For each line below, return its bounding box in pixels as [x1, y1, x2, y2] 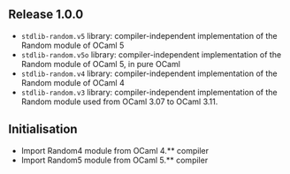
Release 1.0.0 [8, 7, 84, 22]
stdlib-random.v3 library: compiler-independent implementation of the [20, 87, 278, 97]
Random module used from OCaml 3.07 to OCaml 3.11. [20, 96, 218, 107]
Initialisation [8, 122, 78, 137]
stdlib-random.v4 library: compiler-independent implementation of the [20, 68, 278, 79]
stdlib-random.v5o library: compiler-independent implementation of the [20, 49, 282, 60]
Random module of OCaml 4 [20, 77, 125, 87]
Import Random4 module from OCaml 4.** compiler [20, 145, 210, 155]
